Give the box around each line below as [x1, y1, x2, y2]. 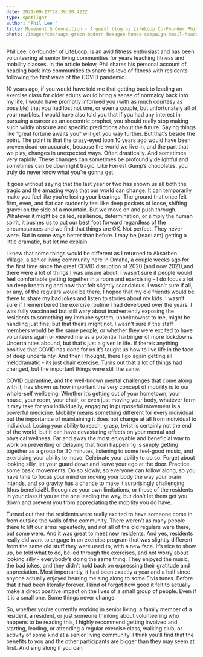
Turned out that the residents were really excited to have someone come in [6, 511, 193, 518]
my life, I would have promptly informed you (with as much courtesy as [6, 98, 183, 106]
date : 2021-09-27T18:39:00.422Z [6, 8, 88, 15]
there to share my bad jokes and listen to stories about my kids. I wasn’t [6, 295, 185, 302]
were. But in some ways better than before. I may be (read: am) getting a [6, 232, 187, 239]
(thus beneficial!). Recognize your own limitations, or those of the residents [6, 486, 193, 493]
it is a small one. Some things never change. [6, 594, 116, 601]
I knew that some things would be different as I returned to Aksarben [6, 250, 177, 257]
